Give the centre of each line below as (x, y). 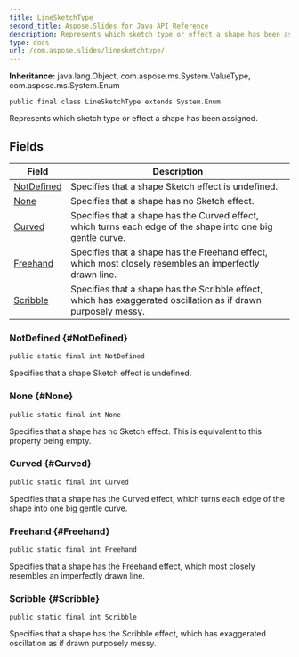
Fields (27, 147)
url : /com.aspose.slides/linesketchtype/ (87, 51)
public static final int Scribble (73, 617)
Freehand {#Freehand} (60, 531)
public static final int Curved (69, 482)
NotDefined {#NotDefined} (69, 338)
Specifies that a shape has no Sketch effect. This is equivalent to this (136, 431)
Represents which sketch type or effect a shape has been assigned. (133, 119)
